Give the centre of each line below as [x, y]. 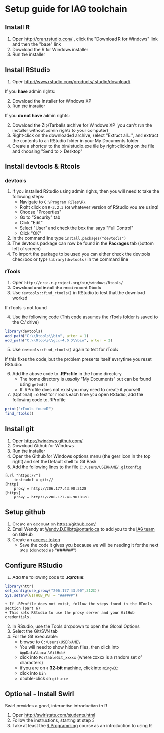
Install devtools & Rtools [43, 167]
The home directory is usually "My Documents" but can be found [85, 379]
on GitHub [23, 534]
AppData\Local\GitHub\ [43, 653]
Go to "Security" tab [40, 217]
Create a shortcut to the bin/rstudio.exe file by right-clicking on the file [83, 146]
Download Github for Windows [43, 445]
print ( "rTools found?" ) [29, 409]
